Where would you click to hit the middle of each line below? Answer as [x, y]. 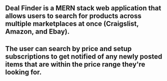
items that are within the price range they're [75, 64]
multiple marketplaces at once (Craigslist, [72, 24]
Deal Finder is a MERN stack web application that [83, 8]
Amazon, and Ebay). [38, 32]
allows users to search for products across [73, 16]
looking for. [23, 72]
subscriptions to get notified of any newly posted [84, 56]
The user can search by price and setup [68, 49]
